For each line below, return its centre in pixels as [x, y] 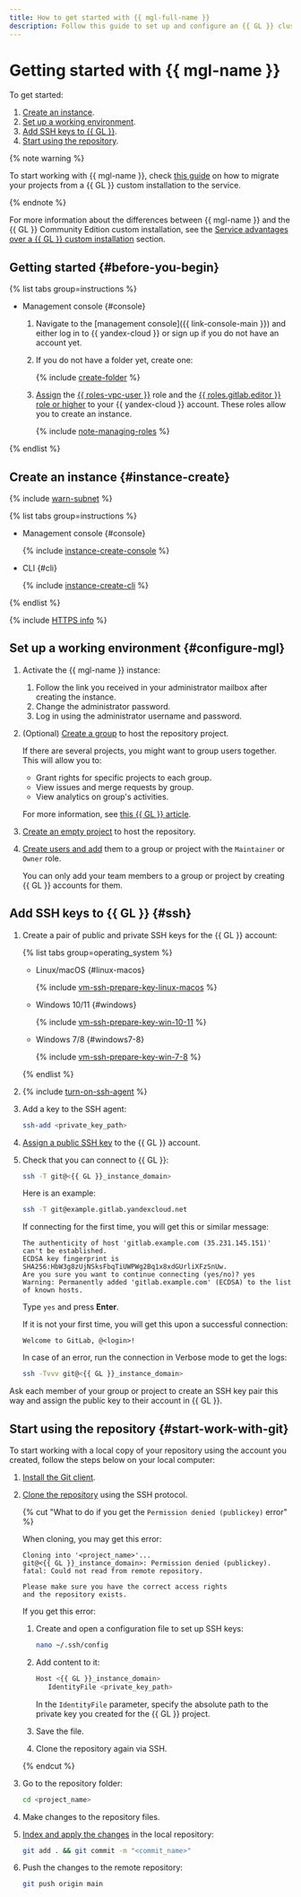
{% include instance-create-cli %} [86, 586]
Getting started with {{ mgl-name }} [145, 70]
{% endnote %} [38, 203]
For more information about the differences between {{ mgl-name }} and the [150, 220]
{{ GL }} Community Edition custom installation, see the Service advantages [149, 230]
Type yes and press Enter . [70, 1307]
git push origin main [62, 1884]
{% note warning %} [47, 159]
